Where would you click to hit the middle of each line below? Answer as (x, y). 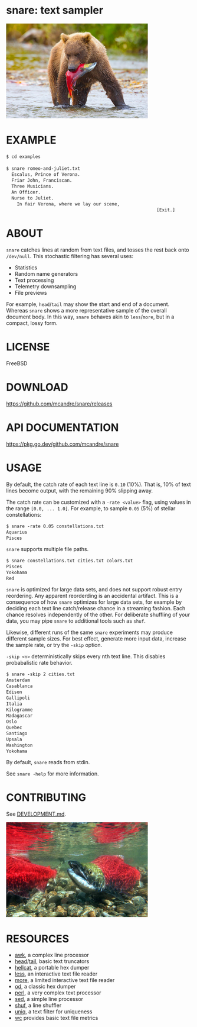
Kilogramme (19, 710)
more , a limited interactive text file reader (65, 980)
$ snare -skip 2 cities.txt (41, 674)
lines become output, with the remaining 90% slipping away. (80, 490)
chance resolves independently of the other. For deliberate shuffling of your (98, 614)
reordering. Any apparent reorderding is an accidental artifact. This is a (92, 595)
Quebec (14, 727)
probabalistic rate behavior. (39, 662)
